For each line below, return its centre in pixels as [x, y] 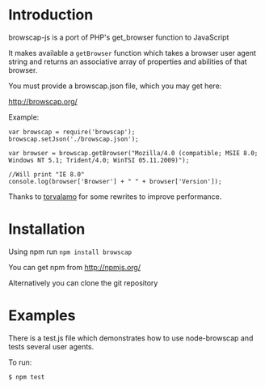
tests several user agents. [51, 346]
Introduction [51, 15]
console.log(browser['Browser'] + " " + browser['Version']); [115, 181]
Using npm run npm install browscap [70, 252]
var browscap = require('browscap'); [72, 132]
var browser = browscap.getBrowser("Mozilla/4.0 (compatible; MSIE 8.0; [133, 153]
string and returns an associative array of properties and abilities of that [128, 61]
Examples [42, 316]
